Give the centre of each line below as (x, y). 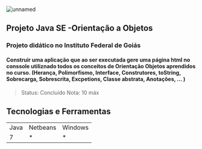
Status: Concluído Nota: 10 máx (60, 92)
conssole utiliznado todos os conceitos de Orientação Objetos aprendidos (101, 66)
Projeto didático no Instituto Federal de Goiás (74, 45)
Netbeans (43, 128)
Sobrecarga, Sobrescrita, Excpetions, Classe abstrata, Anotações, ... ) (96, 79)
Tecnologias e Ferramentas (59, 111)
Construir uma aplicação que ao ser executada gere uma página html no (98, 60)
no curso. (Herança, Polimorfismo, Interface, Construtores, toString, (93, 72)
